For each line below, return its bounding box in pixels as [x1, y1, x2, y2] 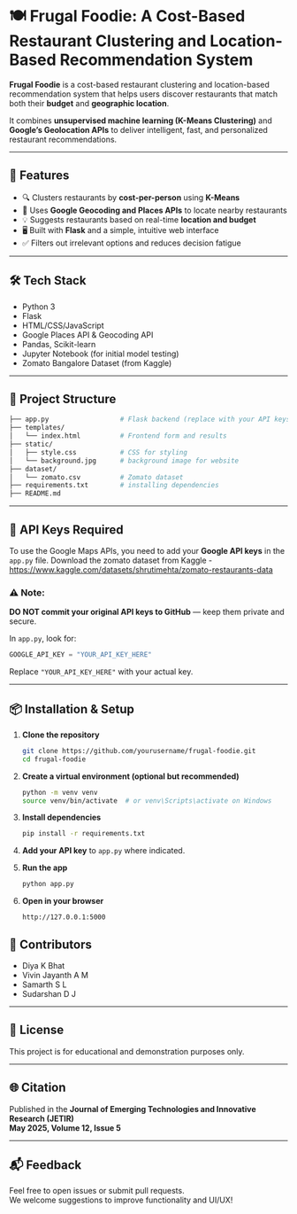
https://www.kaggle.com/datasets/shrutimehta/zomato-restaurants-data [9, 564, 274, 575]
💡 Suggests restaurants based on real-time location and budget [21, 214, 256, 225]
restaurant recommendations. [9, 134, 118, 144]
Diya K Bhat [21, 960, 65, 970]
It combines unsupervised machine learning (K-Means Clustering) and [9, 115, 272, 126]
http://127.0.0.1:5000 [21, 913, 106, 922]
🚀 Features [9, 168, 70, 183]
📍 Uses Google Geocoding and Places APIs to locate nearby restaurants [21, 205, 287, 215]
